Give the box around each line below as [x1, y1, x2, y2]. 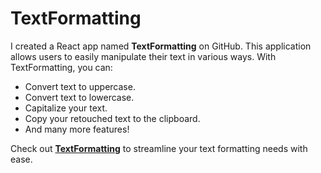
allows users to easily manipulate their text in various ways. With [10, 50, 277, 62]
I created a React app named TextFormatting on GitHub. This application [10, 40, 312, 52]
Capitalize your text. [24, 102, 108, 114]
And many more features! [24, 123, 130, 135]
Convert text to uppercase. [24, 80, 136, 92]
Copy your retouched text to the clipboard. [24, 112, 201, 124]
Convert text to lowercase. [24, 91, 135, 103]
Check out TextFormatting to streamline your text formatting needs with [10, 142, 308, 154]
